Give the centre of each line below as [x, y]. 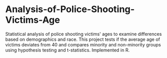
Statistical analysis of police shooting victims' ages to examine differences [83, 34]
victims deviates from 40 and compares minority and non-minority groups [83, 44]
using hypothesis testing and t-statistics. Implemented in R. [68, 50]
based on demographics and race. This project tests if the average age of [83, 39]
